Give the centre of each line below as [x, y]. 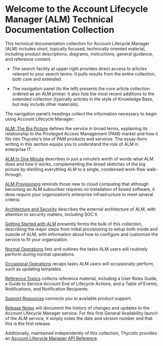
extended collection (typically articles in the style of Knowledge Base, [83, 99]
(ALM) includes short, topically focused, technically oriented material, [75, 49]
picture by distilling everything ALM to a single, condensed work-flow [75, 169]
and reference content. [28, 59]
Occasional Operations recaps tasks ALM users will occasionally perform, [80, 264]
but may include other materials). [46, 104]
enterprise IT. [19, 149]
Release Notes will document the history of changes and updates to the [77, 308]
